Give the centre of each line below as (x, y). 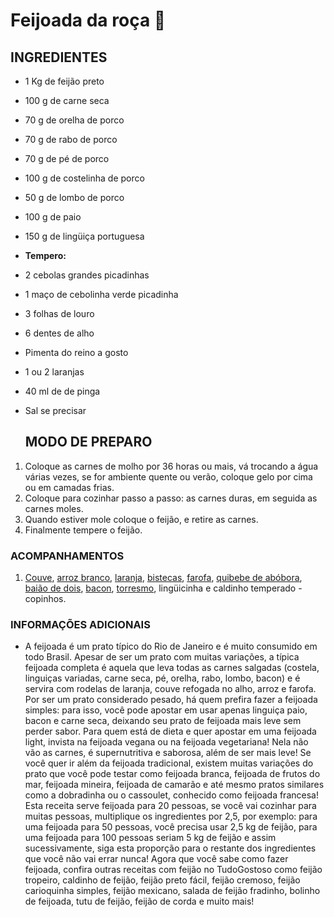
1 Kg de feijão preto (64, 81)
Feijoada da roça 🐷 (88, 20)
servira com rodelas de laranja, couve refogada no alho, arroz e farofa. (170, 689)
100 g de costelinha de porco (84, 178)
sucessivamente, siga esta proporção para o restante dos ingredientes (170, 848)
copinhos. (45, 599)
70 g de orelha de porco (74, 120)
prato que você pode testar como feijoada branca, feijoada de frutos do (172, 774)
